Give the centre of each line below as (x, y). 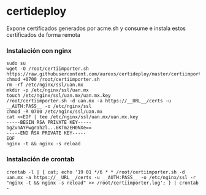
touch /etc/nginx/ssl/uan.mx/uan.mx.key (59, 96)
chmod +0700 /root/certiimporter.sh (53, 80)
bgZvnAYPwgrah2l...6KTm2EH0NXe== (49, 128)
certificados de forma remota (44, 34)
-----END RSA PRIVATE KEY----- (46, 133)
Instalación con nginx (39, 50)
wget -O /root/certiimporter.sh (48, 69)
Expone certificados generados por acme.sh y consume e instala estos (96, 28)
